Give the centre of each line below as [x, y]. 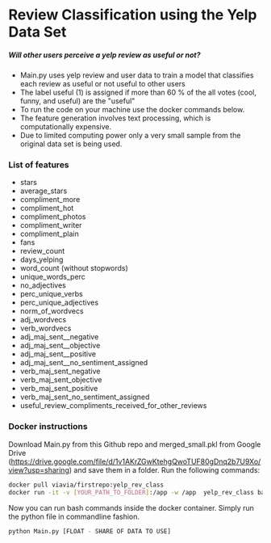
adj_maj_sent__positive [58, 354]
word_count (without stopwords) [74, 268]
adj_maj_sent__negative [59, 337]
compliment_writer [51, 225]
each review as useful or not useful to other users [102, 84]
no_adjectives [43, 285]
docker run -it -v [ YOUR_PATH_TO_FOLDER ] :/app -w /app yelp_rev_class [131, 492]
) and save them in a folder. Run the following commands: [165, 469]
